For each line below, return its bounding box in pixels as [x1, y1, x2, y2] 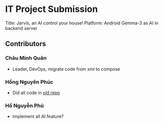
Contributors [5, 40, 46, 48]
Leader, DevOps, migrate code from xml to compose [12, 66, 121, 72]
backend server [5, 25, 37, 31]
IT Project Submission [5, 3, 98, 15]
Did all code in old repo [12, 90, 60, 96]
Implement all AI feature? [12, 114, 64, 120]
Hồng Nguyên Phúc [5, 78, 53, 85]
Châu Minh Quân [5, 55, 47, 62]
